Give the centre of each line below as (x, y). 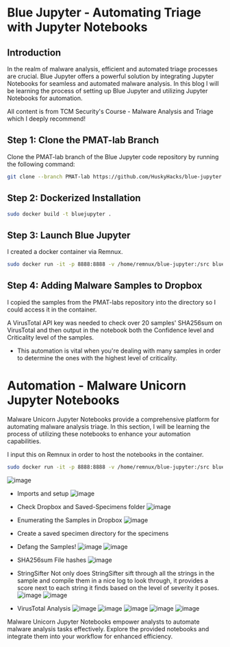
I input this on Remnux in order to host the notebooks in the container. (105, 454)
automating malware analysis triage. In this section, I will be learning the (108, 426)
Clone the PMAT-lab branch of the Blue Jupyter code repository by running (113, 156)
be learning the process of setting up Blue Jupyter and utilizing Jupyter (107, 91)
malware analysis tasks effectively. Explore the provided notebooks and (108, 628)
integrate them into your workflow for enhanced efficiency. (90, 636)
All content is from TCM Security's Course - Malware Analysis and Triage (110, 111)
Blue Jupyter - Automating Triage (104, 13)
